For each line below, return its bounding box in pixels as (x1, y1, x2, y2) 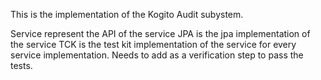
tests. (10, 60, 33, 71)
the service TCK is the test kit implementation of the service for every (10, 39, 297, 50)
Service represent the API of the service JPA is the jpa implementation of (10, 28, 311, 39)
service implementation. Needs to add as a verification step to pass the (10, 49, 304, 61)
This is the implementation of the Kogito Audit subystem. (10, 9, 244, 20)
